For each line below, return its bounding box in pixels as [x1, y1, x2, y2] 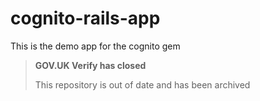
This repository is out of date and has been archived [34, 78, 251, 91]
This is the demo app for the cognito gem [10, 40, 181, 52]
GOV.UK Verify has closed [34, 59, 147, 71]
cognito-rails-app [10, 7, 161, 30]
